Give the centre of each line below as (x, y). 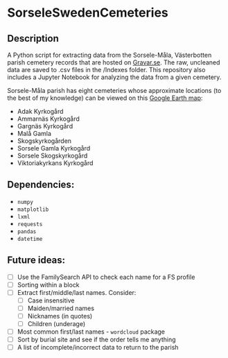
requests (30, 224)
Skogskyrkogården (44, 141)
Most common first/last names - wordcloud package (91, 332)
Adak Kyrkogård (40, 111)
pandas (27, 231)
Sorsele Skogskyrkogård (52, 155)
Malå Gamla (34, 134)
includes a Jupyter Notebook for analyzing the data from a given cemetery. (114, 77)
